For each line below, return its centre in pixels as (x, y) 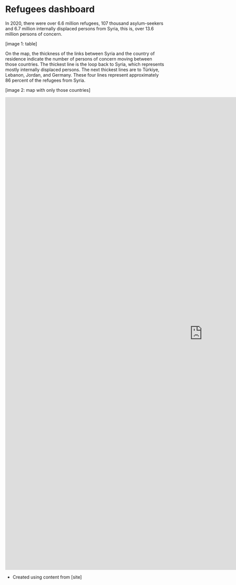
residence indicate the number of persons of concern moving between (79, 58)
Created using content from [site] (47, 577)
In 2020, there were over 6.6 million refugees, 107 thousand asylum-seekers (84, 23)
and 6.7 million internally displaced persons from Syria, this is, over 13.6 (79, 28)
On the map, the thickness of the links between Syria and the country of (80, 53)
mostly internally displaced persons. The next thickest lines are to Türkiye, (82, 70)
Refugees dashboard (50, 9)
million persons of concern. (34, 34)
